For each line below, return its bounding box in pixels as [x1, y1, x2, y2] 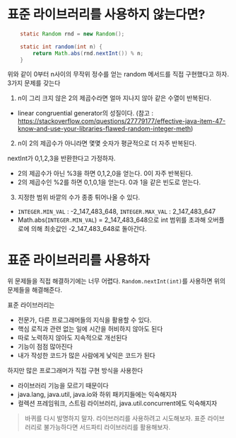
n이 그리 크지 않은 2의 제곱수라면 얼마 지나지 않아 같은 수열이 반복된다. [17, 94, 212, 103]
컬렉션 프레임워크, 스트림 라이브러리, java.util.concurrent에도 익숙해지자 [17, 399, 218, 408]
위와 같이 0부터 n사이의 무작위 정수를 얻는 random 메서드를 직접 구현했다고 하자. [7, 70, 230, 79]
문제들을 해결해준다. [7, 286, 62, 294]
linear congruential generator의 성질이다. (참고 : [17, 109, 154, 118]
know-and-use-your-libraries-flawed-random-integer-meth [17, 125, 191, 133]
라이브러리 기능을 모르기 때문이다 [17, 381, 109, 390]
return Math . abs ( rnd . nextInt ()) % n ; [33, 50, 143, 57]
